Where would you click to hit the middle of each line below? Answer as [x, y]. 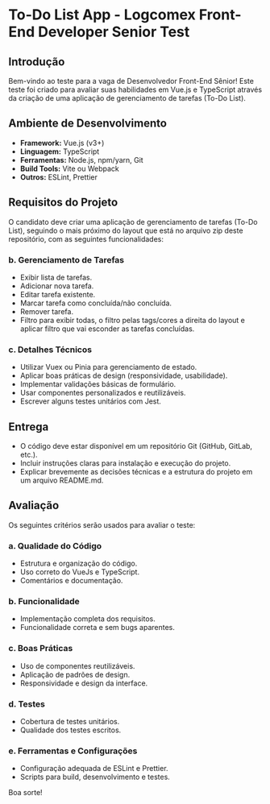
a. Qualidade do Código [55, 545]
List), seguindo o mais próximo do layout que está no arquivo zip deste [126, 230]
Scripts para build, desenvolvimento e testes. [95, 777]
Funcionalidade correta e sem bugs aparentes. [98, 628]
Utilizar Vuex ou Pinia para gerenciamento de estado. [108, 367]
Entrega [29, 427]
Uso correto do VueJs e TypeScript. [79, 572]
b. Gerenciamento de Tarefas [66, 259]
